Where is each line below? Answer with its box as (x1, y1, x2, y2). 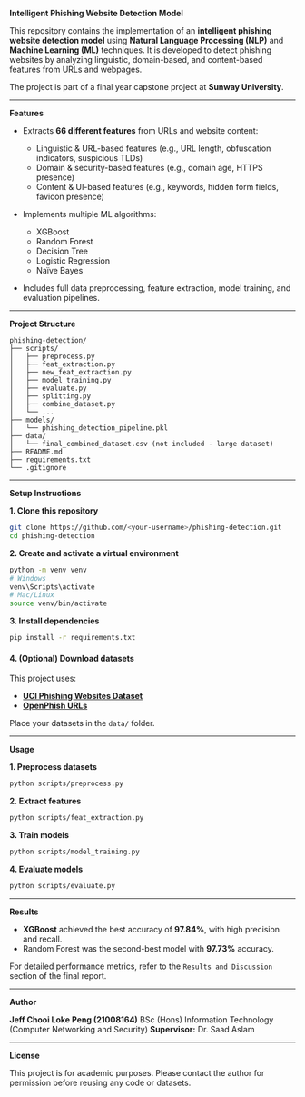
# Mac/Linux (9, 591, 54, 600)
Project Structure (9, 318, 76, 329)
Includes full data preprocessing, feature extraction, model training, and (22, 283, 291, 294)
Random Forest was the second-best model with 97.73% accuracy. (22, 942, 275, 953)
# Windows (9, 573, 47, 583)
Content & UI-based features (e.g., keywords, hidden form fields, (35, 182, 279, 192)
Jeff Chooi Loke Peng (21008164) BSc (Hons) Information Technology (9, 1013, 274, 1025)
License (9, 1050, 41, 1061)
